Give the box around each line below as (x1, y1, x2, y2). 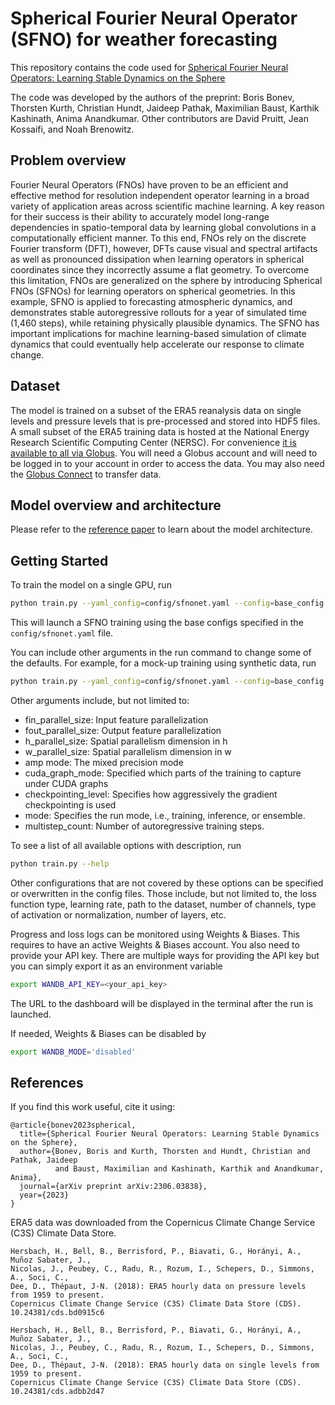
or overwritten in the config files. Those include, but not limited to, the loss (10, 887, 317, 899)
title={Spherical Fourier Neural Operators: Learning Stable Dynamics (19, 1129, 320, 1139)
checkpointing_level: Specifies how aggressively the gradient (24, 788, 278, 800)
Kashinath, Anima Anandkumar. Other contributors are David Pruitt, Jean (10, 112, 309, 124)
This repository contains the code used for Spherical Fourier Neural (10, 61, 289, 73)
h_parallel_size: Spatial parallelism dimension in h (24, 735, 228, 747)
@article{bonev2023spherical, (10, 1120, 137, 1131)
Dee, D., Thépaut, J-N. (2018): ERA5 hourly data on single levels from (10, 1360, 320, 1371)
